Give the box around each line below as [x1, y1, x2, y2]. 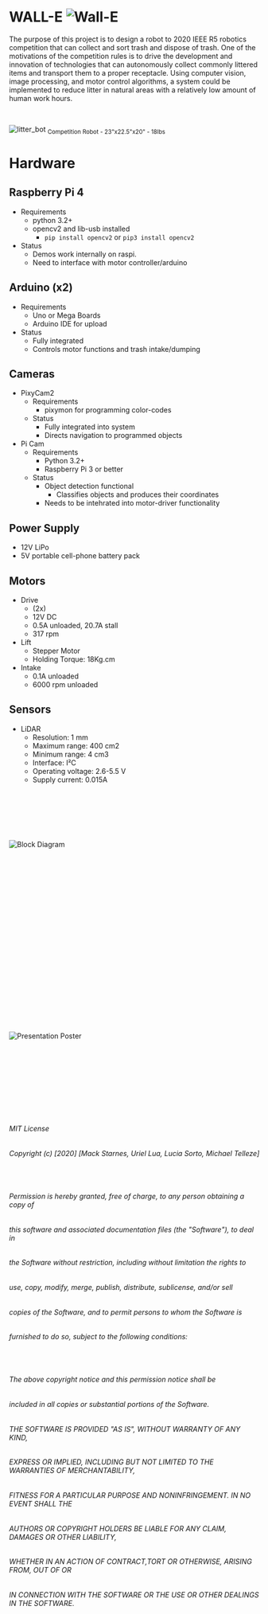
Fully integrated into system [44, 422, 136, 432]
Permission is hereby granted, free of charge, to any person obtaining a [9, 1191, 245, 1202]
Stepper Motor [32, 646, 80, 655]
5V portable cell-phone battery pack [20, 551, 141, 561]
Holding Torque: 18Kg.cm [32, 654, 115, 664]
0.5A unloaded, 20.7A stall [32, 620, 118, 630]
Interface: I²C [32, 757, 76, 768]
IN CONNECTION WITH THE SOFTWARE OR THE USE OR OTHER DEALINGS [9, 1589, 259, 1600]
